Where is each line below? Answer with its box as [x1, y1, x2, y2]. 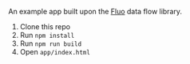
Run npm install [19, 31, 75, 40]
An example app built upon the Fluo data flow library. [8, 7, 182, 16]
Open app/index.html [19, 47, 90, 56]
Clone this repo [19, 22, 70, 31]
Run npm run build [19, 39, 82, 48]
